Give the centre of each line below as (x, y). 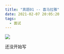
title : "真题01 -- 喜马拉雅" (32, 9)
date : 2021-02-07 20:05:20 (32, 14)
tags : (10, 18)
